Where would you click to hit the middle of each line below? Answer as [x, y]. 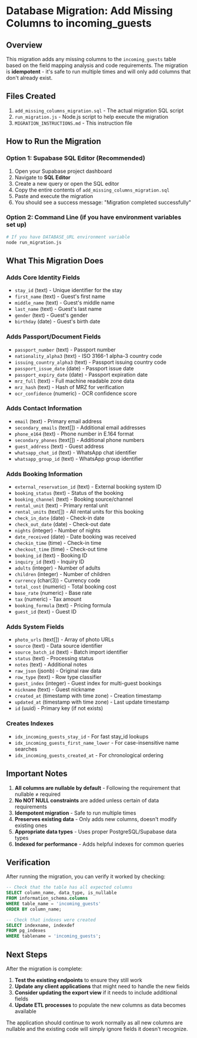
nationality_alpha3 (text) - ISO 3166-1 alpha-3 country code [88, 356]
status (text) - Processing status [54, 658]
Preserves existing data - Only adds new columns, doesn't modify [96, 819]
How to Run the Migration [54, 141]
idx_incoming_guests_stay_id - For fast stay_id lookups [81, 736]
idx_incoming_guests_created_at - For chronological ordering [89, 755]
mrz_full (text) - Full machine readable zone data [74, 381]
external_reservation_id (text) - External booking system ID [88, 487]
